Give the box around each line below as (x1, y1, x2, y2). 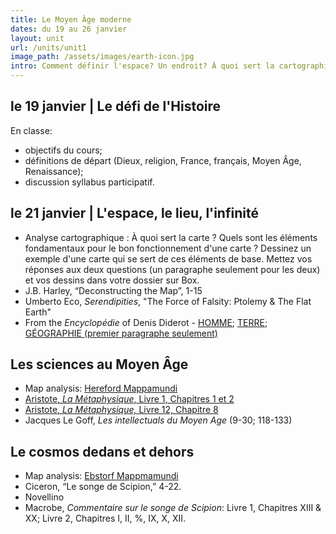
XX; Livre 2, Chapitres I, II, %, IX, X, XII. (24, 512, 187, 525)
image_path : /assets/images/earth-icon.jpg (10, 52, 195, 62)
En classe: (10, 124, 53, 136)
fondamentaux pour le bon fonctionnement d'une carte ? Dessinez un (24, 242, 312, 254)
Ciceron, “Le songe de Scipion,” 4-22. (24, 481, 182, 493)
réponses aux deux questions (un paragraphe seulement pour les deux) (24, 263, 321, 275)
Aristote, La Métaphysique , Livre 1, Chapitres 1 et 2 (24, 393, 235, 405)
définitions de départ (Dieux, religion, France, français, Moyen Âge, (24, 154, 302, 166)
